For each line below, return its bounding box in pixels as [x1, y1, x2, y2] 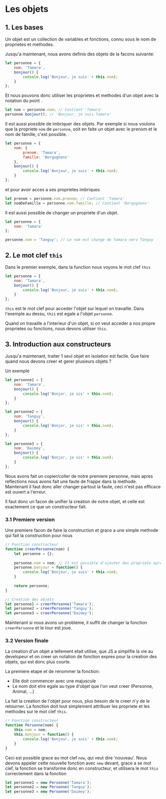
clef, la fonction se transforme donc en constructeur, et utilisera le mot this [5, 765, 159, 771]
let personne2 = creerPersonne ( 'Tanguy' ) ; [5, 606, 94, 611]
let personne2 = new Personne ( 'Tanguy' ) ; [5, 785, 92, 790]
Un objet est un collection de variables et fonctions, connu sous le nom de [5, 36, 157, 42]
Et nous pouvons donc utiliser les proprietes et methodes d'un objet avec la [5, 92, 159, 98]
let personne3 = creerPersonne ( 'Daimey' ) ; [5, 611, 94, 616]
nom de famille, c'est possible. [5, 131, 68, 137]
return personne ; [14, 583, 50, 589]
